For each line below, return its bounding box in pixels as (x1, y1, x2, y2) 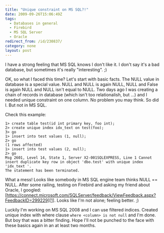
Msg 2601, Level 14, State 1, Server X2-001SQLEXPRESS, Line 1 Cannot (5, 155, 152, 160)
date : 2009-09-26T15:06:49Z (5, 12, 63, 17)
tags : (5, 16, 16, 21)
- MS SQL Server (9, 30, 43, 35)
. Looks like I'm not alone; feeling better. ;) (54, 197, 139, 203)
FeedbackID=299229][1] (5, 197, 55, 203)
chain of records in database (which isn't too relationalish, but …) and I (5, 91, 148, 98)
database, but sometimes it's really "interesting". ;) (5, 66, 107, 72)
